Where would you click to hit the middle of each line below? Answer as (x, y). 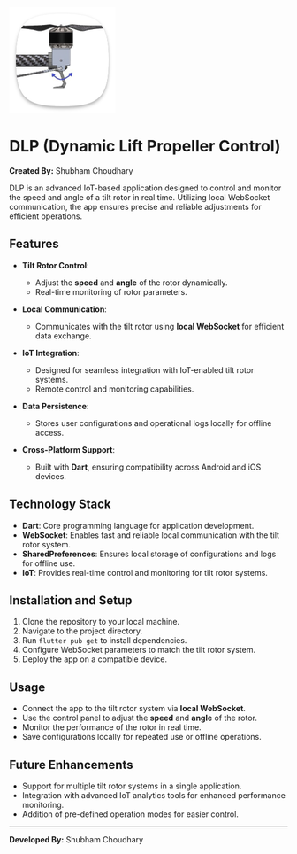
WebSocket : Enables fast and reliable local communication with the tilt (151, 535)
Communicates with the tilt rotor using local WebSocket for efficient (160, 326)
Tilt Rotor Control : (56, 265)
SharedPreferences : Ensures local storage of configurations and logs (149, 554)
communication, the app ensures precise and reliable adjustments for (136, 206)
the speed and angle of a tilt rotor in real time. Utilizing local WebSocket (140, 197)
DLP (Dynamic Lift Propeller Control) (145, 147)
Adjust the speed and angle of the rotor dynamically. (131, 283)
